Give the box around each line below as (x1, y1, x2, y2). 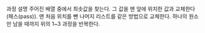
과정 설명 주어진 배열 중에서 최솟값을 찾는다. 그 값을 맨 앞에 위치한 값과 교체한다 (6, 5, 196, 12)
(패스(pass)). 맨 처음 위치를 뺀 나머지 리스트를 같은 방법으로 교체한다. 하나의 (6, 13, 188, 20)
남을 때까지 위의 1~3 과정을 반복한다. (12, 20, 100, 27)
